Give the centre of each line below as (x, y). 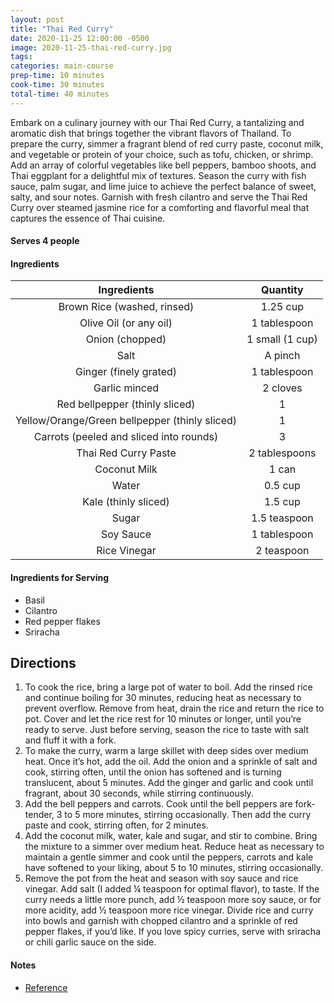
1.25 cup (282, 307)
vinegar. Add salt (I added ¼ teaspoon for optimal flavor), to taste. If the (172, 889)
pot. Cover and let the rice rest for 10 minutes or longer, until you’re (163, 719)
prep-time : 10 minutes (57, 76)
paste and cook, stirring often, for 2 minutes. (116, 825)
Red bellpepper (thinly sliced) (126, 404)
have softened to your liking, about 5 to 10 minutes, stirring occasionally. (173, 868)
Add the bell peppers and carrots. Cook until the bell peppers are (158, 804)
